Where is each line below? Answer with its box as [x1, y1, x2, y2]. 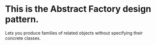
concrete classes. [5, 35, 41, 41]
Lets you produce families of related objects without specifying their [5, 30, 143, 36]
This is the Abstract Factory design [5, 3, 152, 15]
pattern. [5, 14, 39, 25]
